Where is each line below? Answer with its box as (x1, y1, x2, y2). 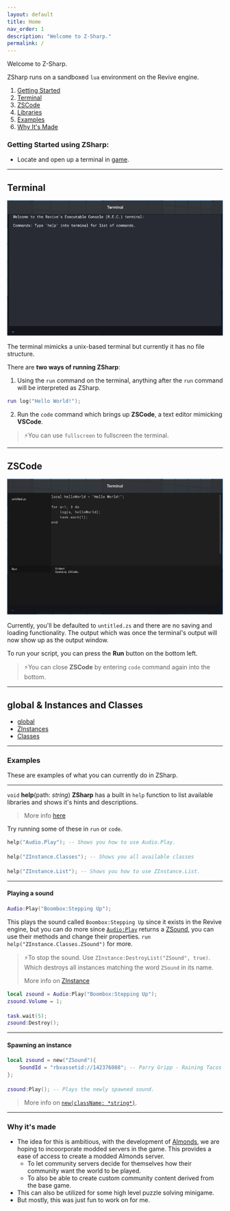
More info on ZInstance (23, 976, 90, 984)
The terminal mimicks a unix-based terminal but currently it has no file (7, 343, 205, 351)
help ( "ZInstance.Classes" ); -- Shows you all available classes (7, 853, 194, 861)
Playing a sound (7, 889, 53, 897)
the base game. (27, 1181, 72, 1190)
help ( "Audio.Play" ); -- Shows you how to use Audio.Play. (7, 839, 176, 846)
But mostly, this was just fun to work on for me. (16, 1196, 151, 1204)
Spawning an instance (7, 1041, 72, 1049)
